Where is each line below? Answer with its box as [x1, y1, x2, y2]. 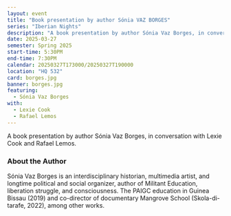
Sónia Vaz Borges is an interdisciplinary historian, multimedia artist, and [7, 172, 210, 180]
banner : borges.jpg [7, 81, 63, 88]
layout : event [7, 10, 48, 17]
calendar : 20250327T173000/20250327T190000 [7, 61, 134, 68]
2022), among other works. [27, 201, 105, 209]
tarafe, [7, 201, 26, 209]
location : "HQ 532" [7, 68, 63, 75]
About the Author [7, 156, 67, 166]
